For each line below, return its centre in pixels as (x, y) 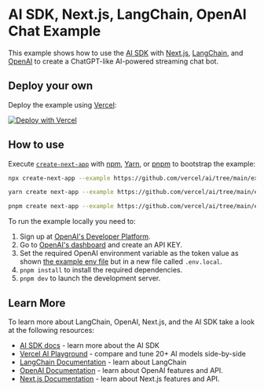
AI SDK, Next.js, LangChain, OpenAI (128, 15)
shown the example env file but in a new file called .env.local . (121, 261)
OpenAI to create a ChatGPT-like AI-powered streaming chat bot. (113, 61)
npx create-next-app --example (59, 178)
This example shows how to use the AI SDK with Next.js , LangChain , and (126, 53)
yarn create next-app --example (61, 192)
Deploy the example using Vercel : (62, 104)
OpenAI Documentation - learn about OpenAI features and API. (121, 370)
